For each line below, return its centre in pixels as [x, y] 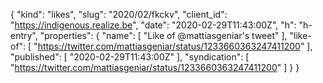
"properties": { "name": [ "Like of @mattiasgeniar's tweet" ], [163, 35]
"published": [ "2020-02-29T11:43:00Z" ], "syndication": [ [130, 57]
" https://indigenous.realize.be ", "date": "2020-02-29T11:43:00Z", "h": [153, 25]
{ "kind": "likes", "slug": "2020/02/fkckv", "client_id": [119, 14]
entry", [24, 35]
